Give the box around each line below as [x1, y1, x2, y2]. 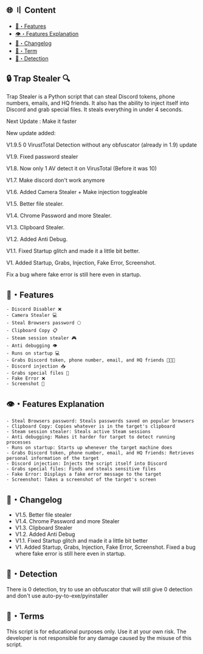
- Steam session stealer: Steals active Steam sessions [6, 429, 151, 435]
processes [6, 439, 32, 445]
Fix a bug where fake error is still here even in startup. [6, 271, 142, 278]
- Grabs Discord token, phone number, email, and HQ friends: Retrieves [6, 450, 194, 456]
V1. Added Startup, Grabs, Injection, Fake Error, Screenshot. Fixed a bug [15, 543, 196, 551]
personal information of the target [6, 455, 99, 462]
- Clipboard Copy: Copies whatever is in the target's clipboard [6, 423, 175, 430]
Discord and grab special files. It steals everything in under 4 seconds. [6, 105, 184, 113]
